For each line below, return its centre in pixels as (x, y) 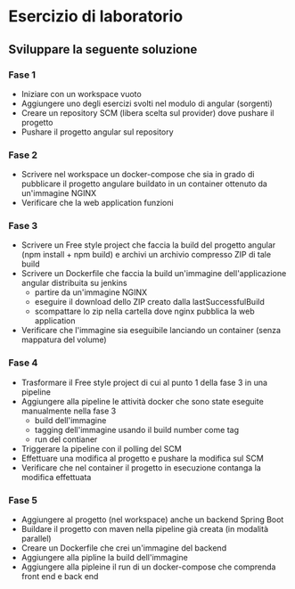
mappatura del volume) (64, 339)
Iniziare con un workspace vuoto (81, 94)
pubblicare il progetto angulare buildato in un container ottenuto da (144, 184)
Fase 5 (23, 500)
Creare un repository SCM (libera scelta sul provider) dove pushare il (147, 112)
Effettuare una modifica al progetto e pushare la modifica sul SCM (142, 458)
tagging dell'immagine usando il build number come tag (137, 429)
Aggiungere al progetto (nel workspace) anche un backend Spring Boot (152, 519)
